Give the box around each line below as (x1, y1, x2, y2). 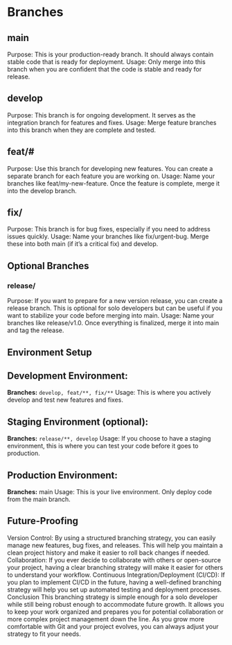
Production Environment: (7, 469, 118, 481)
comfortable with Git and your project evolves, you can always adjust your (7, 622, 220, 630)
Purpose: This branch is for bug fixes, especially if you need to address (7, 225, 211, 234)
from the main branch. (7, 495, 71, 503)
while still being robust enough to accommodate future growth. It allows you (7, 600, 224, 608)
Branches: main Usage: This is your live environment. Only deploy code (7, 487, 213, 496)
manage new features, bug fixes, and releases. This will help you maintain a (7, 541, 223, 549)
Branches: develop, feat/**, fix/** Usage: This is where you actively (7, 389, 211, 397)
